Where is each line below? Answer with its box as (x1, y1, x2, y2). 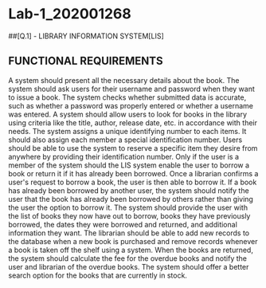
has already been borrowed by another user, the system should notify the (8, 185, 249, 195)
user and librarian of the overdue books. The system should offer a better (8, 262, 249, 271)
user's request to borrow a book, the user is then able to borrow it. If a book (8, 177, 257, 187)
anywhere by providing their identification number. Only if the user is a (8, 152, 240, 161)
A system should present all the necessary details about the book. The (8, 75, 240, 85)
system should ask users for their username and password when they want (8, 84, 255, 93)
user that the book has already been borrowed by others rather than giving (8, 194, 253, 203)
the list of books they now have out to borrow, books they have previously (8, 211, 251, 220)
